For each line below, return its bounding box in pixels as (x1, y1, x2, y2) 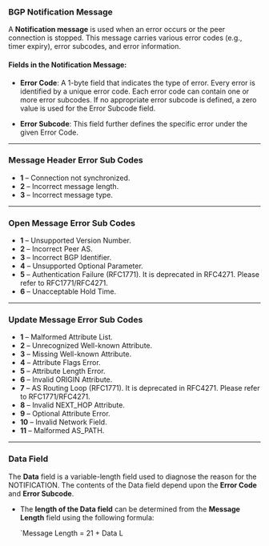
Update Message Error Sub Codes (8, 315, 143, 326)
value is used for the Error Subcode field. (19, 103, 156, 113)
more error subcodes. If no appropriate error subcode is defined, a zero (19, 94, 257, 104)
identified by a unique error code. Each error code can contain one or (19, 86, 250, 96)
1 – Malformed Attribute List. (19, 332, 114, 342)
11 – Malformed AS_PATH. (19, 426, 105, 436)
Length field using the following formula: (19, 512, 155, 522)
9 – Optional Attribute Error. (19, 409, 110, 419)
